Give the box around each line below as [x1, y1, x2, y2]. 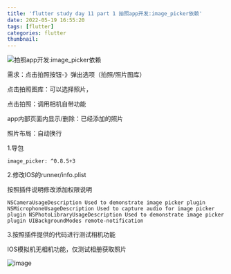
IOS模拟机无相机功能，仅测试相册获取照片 [7, 245, 127, 253]
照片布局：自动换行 [7, 129, 62, 138]
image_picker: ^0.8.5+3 [7, 158, 76, 165]
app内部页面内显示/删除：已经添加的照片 [7, 115, 124, 123]
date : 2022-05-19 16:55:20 [7, 17, 85, 24]
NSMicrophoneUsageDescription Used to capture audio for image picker [7, 205, 215, 212]
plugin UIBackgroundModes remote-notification [7, 217, 144, 225]
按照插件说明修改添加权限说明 [7, 185, 92, 194]
